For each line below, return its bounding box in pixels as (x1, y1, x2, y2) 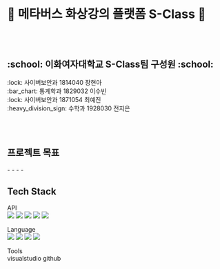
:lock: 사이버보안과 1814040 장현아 (7, 78, 102, 86)
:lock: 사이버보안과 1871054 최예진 (7, 95, 101, 103)
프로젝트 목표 (7, 147, 60, 159)
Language (7, 226, 36, 234)
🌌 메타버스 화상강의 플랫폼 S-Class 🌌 (7, 6, 206, 22)
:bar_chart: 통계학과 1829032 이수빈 (7, 87, 107, 95)
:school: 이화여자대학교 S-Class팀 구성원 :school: (7, 59, 214, 70)
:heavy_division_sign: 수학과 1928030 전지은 (7, 104, 130, 112)
